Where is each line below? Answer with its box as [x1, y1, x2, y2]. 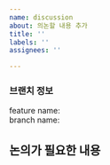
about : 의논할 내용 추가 [9, 21, 89, 30]
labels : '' [9, 37, 50, 47]
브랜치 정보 [9, 85, 54, 98]
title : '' [9, 29, 46, 38]
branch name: [9, 114, 60, 125]
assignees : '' [9, 46, 62, 55]
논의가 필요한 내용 [9, 143, 101, 158]
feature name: [9, 106, 60, 116]
